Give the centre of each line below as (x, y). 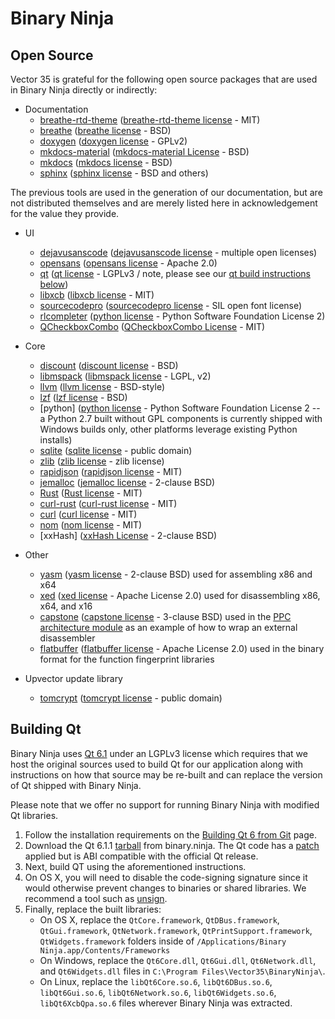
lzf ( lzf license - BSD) (83, 397)
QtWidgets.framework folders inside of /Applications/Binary (163, 941)
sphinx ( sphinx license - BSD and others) (124, 173)
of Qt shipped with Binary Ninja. (76, 785)
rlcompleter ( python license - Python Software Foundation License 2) (182, 316)
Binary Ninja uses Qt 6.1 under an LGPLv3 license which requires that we (159, 753)
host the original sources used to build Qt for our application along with (156, 764)
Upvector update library (73, 678)
